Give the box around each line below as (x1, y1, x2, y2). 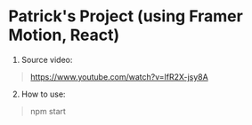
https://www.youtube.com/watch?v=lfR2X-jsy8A (29, 71, 208, 82)
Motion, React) (8, 25, 120, 45)
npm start (29, 105, 66, 116)
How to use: (20, 89, 66, 99)
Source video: (20, 54, 73, 65)
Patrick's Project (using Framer (8, 6, 244, 27)
